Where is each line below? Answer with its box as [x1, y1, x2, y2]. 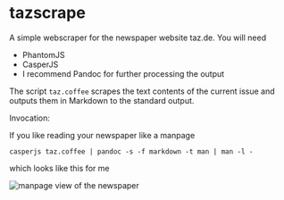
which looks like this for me [9, 162, 110, 173]
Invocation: [9, 112, 51, 123]
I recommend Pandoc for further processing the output [21, 68, 225, 79]
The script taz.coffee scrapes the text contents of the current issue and [9, 86, 275, 96]
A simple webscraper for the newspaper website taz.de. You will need [9, 32, 266, 43]
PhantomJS [21, 49, 65, 60]
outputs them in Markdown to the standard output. [9, 95, 195, 105]
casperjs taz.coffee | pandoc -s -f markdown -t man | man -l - [9, 146, 254, 156]
